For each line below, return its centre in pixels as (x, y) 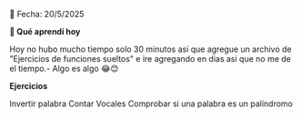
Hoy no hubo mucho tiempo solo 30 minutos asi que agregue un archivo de (151, 49)
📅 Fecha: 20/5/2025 (47, 14)
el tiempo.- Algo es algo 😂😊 (64, 69)
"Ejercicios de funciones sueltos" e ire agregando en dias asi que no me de (150, 59)
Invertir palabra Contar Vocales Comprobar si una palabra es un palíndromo (151, 103)
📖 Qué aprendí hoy (45, 31)
